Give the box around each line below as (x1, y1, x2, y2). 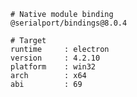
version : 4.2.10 (10, 53, 101, 63)
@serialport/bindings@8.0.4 (10, 18, 128, 28)
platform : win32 (10, 62, 97, 72)
